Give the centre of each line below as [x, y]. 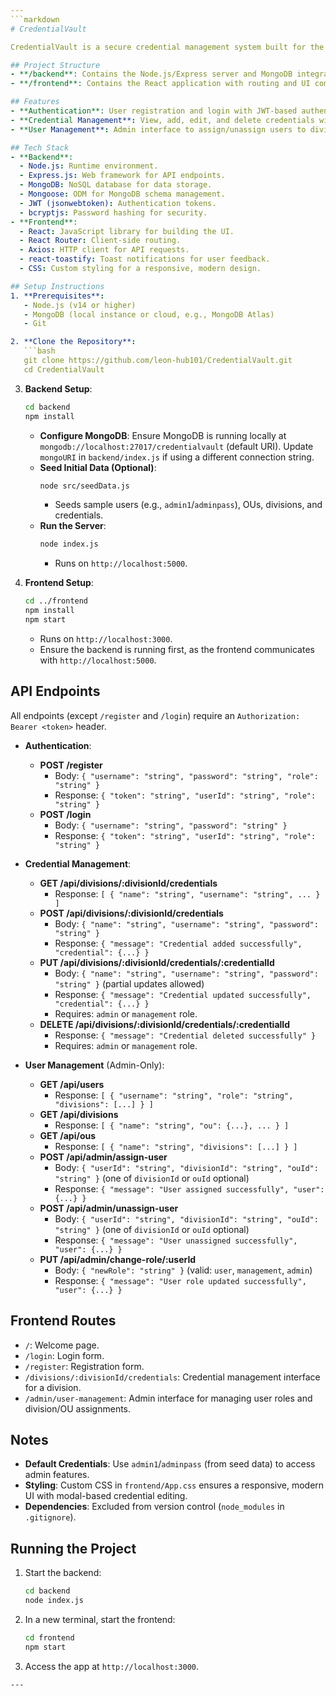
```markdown [35, 19]
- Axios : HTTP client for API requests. [104, 250]
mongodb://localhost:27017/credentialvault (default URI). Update [176, 446]
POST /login [65, 814]
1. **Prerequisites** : [57, 296]
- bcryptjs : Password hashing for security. [113, 212]
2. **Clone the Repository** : [73, 342]
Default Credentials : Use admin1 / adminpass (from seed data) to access [170, 1464]
